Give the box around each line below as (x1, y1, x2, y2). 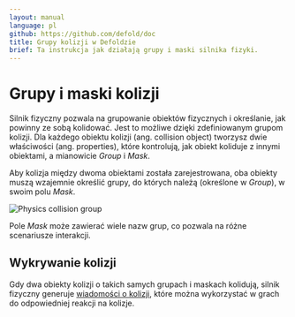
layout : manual (9, 12, 65, 22)
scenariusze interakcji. (9, 230, 91, 241)
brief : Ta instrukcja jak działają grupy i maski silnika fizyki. (9, 46, 259, 55)
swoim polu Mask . (9, 186, 76, 197)
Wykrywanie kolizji (9, 255, 117, 270)
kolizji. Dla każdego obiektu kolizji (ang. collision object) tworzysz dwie (9, 132, 268, 142)
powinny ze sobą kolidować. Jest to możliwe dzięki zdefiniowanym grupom (9, 123, 284, 133)
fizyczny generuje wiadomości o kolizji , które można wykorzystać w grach (9, 288, 280, 298)
